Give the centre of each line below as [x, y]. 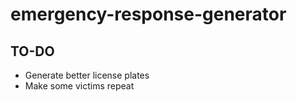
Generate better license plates [87, 75]
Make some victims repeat [79, 86]
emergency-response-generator [148, 14]
